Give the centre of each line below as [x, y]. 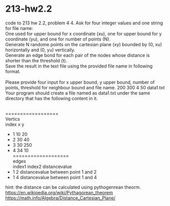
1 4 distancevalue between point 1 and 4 [55, 177]
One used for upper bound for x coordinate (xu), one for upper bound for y [83, 33]
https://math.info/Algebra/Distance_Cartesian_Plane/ [60, 198]
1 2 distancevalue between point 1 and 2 [54, 172]
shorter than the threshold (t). [36, 60]
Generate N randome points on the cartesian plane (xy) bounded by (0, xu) [84, 44]
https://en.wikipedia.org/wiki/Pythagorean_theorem [59, 192]
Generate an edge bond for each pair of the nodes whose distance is [78, 55]
